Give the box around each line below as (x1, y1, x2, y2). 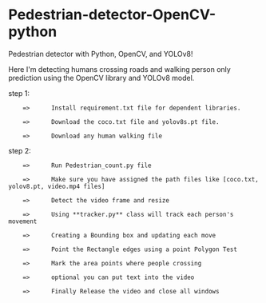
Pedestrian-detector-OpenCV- (8, 6, 216, 24)
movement (8, 217, 38, 225)
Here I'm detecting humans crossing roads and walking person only (8, 64, 232, 74)
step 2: (8, 146, 32, 155)
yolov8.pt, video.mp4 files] (8, 182, 105, 190)
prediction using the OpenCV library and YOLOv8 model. (8, 73, 195, 82)
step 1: (8, 88, 30, 98)
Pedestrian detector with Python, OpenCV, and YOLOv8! (8, 49, 193, 58)
